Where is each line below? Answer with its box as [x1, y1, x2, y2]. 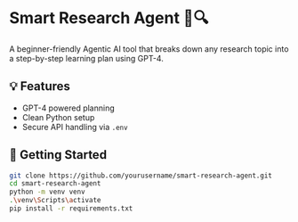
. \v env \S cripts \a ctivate [9, 196, 101, 205]
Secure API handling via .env [21, 121, 128, 132]
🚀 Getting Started [9, 147, 108, 162]
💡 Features [9, 78, 71, 95]
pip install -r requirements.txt [9, 204, 133, 213]
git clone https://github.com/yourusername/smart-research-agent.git [9, 171, 273, 180]
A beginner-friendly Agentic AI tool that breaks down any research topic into [9, 43, 289, 54]
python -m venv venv [9, 187, 86, 197]
